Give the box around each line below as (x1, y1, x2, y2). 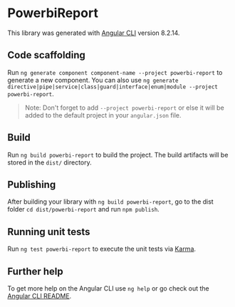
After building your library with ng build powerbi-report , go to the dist (7, 197, 214, 206)
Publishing (7, 178, 56, 190)
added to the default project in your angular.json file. (24, 110, 182, 119)
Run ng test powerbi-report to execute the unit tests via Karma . (7, 244, 197, 254)
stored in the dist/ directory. (7, 158, 93, 167)
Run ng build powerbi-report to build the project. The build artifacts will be (7, 150, 229, 159)
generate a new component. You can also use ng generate (7, 76, 179, 84)
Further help (7, 265, 64, 277)
